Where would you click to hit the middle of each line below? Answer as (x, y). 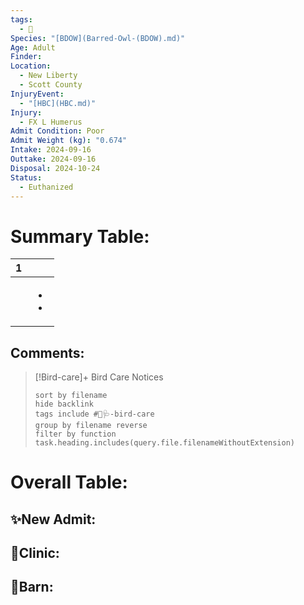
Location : (31, 66)
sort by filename (71, 396)
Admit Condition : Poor (57, 131)
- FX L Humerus (51, 122)
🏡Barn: (32, 587)
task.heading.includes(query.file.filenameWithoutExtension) (165, 443)
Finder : (26, 57)
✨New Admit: (53, 519)
